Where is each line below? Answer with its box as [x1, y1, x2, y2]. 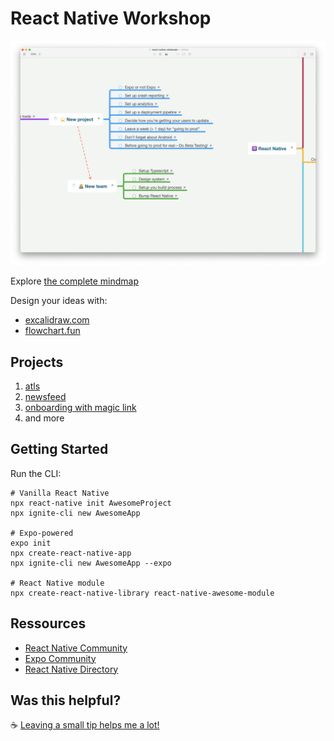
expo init [10, 538, 52, 548]
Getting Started [10, 441, 109, 458]
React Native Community [24, 642, 128, 654]
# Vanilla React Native [10, 488, 110, 498]
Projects [10, 353, 64, 371]
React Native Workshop [10, 7, 212, 30]
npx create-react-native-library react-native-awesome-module [10, 588, 275, 598]
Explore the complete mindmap [10, 275, 140, 287]
